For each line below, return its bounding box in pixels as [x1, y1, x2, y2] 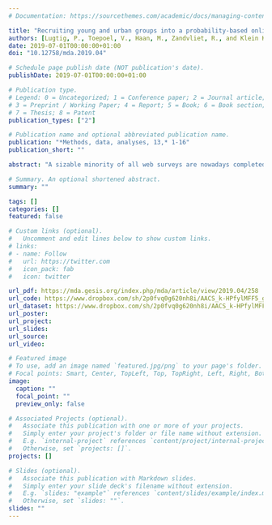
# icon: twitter [8, 273, 70, 281]
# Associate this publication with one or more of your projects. [8, 422, 244, 430]
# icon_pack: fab [8, 265, 74, 273]
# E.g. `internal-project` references [8, 437, 147, 445]
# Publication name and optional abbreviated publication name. [8, 131, 230, 139]
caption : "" [15, 385, 57, 393]
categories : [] [8, 204, 60, 213]
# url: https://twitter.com [8, 257, 111, 265]
